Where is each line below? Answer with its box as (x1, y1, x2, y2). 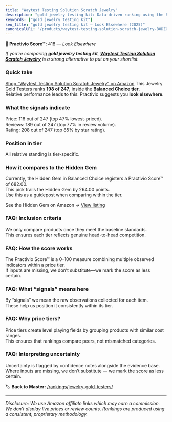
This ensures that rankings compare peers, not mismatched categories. (5, 338, 156, 344)
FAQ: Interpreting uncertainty (5, 351, 80, 358)
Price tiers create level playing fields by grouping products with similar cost (5, 327, 164, 333)
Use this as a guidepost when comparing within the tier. (5, 192, 123, 198)
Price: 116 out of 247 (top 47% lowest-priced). (5, 116, 103, 122)
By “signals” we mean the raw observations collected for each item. (5, 297, 148, 303)
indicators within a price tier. (5, 262, 66, 268)
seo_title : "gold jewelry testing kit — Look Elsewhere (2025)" (5, 22, 145, 27)
